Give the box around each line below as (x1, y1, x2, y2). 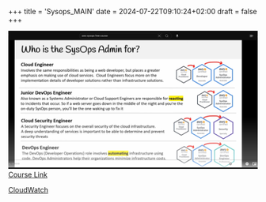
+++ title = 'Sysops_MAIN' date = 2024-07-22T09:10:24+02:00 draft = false (8, 7, 257, 16)
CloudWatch (8, 185, 49, 194)
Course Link (8, 170, 47, 179)
